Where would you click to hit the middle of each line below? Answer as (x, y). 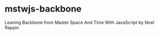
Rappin (12, 27)
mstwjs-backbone (43, 9)
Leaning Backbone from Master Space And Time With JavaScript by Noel (79, 22)
